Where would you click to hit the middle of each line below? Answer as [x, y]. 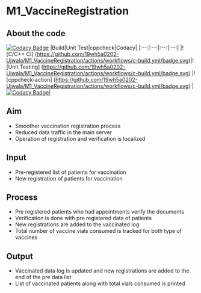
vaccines [26, 237]
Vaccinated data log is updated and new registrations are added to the [102, 271]
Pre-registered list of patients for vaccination [70, 172]
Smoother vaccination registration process [68, 126]
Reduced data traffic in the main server [63, 132]
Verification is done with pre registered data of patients [83, 218]
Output [20, 256]
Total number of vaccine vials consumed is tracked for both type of [98, 231]
